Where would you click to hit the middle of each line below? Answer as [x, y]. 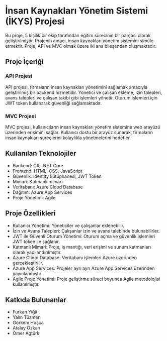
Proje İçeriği [24, 62]
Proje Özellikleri [30, 213]
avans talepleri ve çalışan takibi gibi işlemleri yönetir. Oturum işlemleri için [81, 97]
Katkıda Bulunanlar [36, 300]
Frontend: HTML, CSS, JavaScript [48, 171]
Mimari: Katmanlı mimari [37, 181]
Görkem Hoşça [28, 323]
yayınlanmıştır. [27, 273]
